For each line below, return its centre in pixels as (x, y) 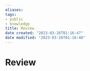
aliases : (14, 10)
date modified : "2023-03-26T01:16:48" (45, 38)
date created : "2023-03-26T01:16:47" (44, 33)
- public (14, 19)
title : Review (20, 28)
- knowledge (17, 24)
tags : (11, 14)
